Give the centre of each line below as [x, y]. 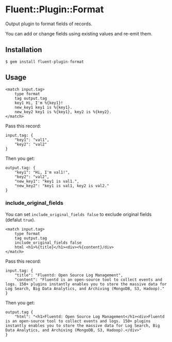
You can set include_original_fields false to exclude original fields [79, 214]
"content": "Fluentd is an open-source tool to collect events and [88, 280]
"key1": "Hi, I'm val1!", [42, 172]
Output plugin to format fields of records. [49, 24]
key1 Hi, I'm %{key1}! [39, 103]
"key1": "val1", [32, 140]
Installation [24, 50]
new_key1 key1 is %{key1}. [44, 107]
